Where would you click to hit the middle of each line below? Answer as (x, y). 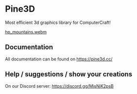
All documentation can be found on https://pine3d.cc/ (59, 59)
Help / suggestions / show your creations (69, 74)
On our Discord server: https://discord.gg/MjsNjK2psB (60, 86)
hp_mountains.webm (26, 32)
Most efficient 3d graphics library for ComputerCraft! (58, 22)
